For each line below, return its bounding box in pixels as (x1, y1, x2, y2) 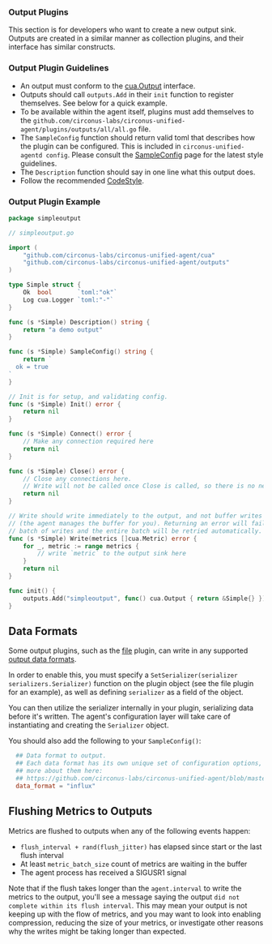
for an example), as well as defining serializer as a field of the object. (8, 688, 244, 697)
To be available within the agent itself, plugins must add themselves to (19, 106, 254, 116)
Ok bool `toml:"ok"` (23, 289, 117, 297)
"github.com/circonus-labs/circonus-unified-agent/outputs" (23, 259, 230, 267)
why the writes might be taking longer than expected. (8, 926, 186, 936)
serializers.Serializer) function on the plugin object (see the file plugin (8, 679, 254, 689)
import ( (8, 243, 38, 251)
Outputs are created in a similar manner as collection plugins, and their (8, 33, 244, 43)
